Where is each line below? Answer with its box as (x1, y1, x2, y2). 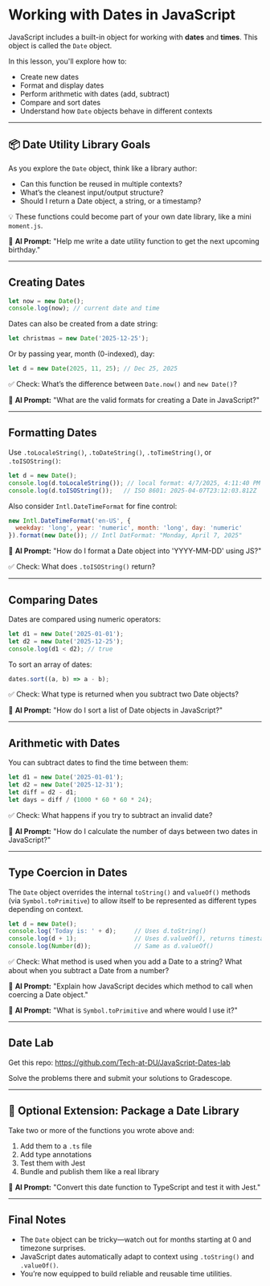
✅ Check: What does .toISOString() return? (8, 561, 156, 572)
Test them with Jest (19, 1158, 86, 1168)
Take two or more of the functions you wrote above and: (8, 1125, 194, 1135)
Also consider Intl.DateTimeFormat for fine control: (8, 501, 178, 511)
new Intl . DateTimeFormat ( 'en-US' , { (8, 516, 131, 524)
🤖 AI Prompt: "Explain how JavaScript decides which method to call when (8, 981, 253, 991)
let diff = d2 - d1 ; (8, 788, 78, 796)
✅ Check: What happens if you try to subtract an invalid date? (8, 810, 213, 820)
